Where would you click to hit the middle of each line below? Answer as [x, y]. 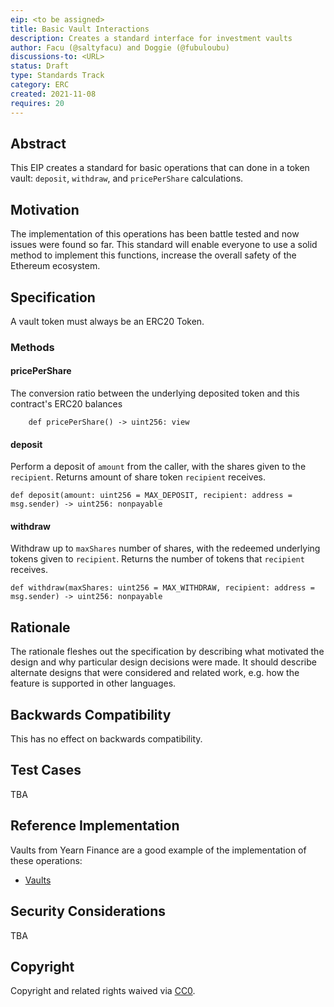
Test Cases [46, 770]
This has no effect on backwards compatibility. [106, 739]
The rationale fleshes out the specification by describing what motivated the [167, 652]
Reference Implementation [95, 826]
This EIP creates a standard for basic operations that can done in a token [160, 168]
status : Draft [40, 66]
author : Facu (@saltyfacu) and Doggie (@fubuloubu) [120, 47]
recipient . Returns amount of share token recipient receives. [138, 477]
